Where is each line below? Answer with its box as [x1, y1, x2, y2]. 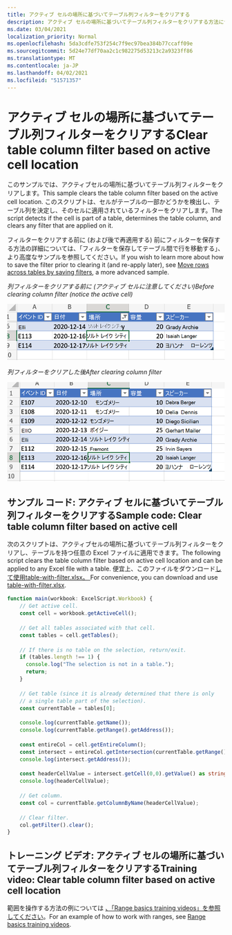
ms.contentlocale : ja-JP [7, 62, 79, 69]
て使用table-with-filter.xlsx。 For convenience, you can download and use [7, 573, 218, 582]
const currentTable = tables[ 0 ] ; [19, 705, 116, 712]
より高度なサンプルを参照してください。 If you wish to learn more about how [7, 253, 224, 261]
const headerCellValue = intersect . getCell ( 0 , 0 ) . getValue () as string [19, 770, 227, 777]
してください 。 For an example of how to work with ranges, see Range [7, 913, 206, 921]
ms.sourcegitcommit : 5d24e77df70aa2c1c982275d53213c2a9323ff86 [7, 48, 193, 55]
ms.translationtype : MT [7, 55, 76, 62]
